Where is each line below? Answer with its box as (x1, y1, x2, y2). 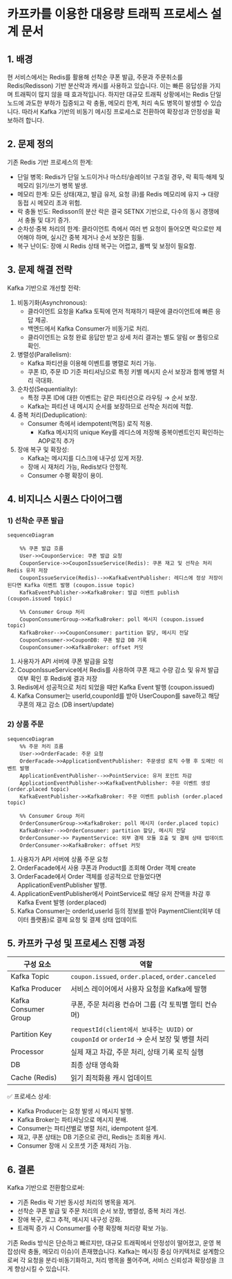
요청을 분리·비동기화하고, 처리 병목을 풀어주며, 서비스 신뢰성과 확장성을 (27, 1256, 217, 1264)
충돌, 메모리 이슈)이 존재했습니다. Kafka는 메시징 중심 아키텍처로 (27, 1247, 202, 1255)
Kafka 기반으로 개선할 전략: (7, 283, 81, 292)
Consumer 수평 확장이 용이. (27, 471, 104, 479)
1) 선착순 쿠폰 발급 (7, 516, 64, 525)
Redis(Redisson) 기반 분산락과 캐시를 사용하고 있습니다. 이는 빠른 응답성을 (7, 82, 209, 90)
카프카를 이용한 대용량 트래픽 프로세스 (7, 6, 209, 22)
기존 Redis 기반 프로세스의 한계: (7, 158, 93, 166)
